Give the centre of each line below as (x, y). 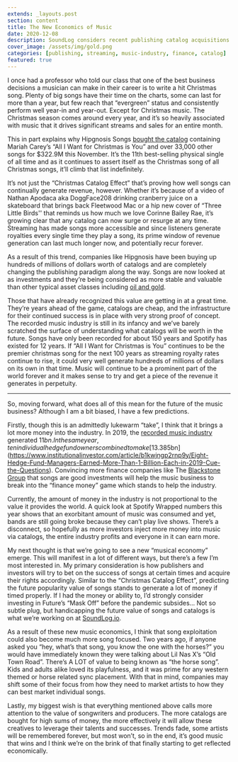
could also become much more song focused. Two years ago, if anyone (112, 639)
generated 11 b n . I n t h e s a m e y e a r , (53, 440)
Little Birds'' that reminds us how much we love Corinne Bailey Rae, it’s (110, 212)
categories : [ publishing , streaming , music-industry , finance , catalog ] (117, 54)
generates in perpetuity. (42, 383)
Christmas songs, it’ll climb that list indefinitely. (76, 169)
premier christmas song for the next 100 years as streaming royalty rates (113, 353)
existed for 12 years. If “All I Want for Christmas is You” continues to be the (116, 346)
